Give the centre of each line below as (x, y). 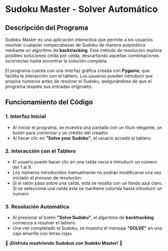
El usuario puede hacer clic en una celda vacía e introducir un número (85, 161)
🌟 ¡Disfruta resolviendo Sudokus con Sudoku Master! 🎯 (64, 243)
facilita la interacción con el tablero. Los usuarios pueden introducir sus (79, 76)
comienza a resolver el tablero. (44, 223)
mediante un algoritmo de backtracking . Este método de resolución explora (83, 50)
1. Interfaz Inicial (26, 116)
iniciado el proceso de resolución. (47, 177)
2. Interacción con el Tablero (41, 151)
